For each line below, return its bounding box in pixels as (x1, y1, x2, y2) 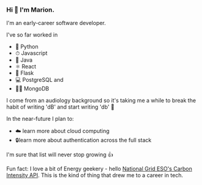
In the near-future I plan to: (6, 115, 74, 123)
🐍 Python (15, 43, 38, 51)
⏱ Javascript (15, 49, 48, 57)
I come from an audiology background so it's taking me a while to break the (6, 97, 197, 104)
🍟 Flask (15, 70, 34, 77)
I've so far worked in (6, 31, 58, 38)
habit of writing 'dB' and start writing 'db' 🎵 (6, 103, 115, 111)
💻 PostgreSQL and (15, 76, 64, 84)
